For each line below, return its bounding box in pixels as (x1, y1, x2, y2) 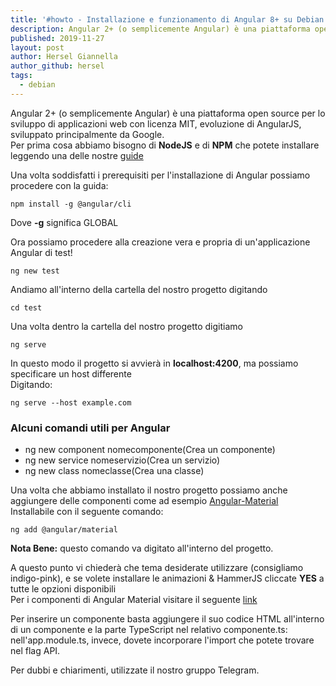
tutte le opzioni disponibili (10, 583, 117, 595)
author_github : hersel (10, 61, 105, 71)
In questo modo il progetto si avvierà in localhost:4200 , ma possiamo (10, 357, 299, 369)
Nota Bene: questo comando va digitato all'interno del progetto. (10, 542, 274, 555)
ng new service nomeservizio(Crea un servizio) (24, 454, 221, 466)
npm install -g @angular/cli (10, 199, 132, 209)
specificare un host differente (10, 367, 132, 380)
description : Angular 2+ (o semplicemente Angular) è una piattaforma (10, 24, 311, 34)
